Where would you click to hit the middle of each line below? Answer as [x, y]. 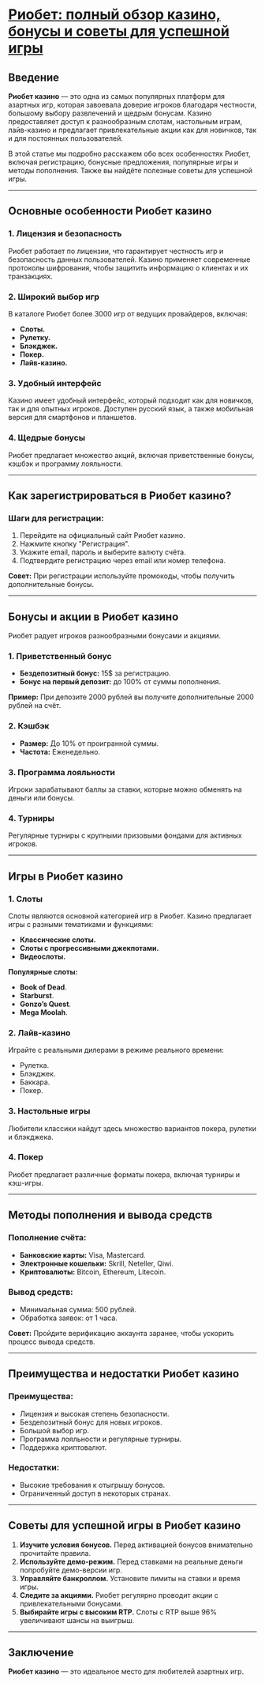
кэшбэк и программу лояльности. [65, 464]
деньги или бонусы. [41, 797]
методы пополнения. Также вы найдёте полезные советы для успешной [130, 170]
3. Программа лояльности [62, 772]
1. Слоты [26, 899]
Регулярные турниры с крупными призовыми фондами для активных [125, 835]
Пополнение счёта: [47, 1238]
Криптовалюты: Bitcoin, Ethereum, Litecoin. [93, 1272]
